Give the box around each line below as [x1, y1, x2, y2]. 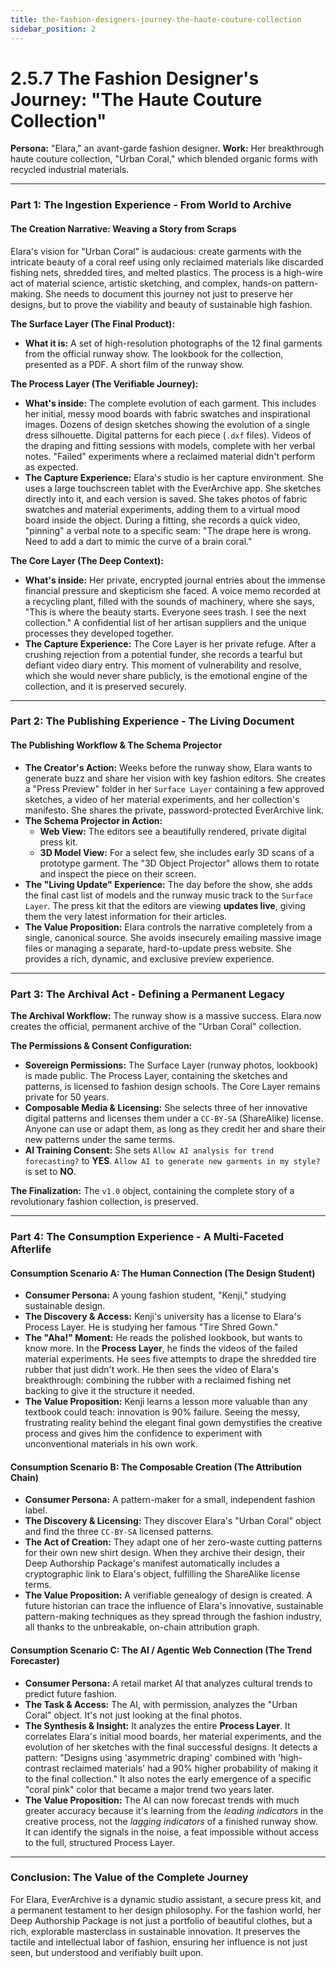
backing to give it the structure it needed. [24, 1385, 195, 1397]
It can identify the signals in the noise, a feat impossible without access [24, 1826, 319, 1838]
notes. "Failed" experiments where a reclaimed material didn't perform [24, 450, 316, 462]
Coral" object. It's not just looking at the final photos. [24, 1709, 243, 1721]
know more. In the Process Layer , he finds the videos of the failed [24, 1342, 298, 1355]
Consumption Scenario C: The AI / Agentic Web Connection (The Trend [10, 1644, 313, 1656]
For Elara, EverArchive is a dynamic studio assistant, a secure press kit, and [10, 1893, 322, 1905]
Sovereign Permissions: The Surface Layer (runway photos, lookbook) [24, 1059, 318, 1071]
